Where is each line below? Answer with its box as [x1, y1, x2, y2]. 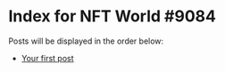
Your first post [21, 52, 74, 63]
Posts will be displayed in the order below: [8, 36, 164, 46]
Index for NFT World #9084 [8, 6, 216, 27]
